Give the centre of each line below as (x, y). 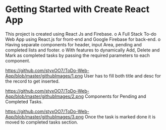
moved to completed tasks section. (42, 122)
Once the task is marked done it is (120, 116)
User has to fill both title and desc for (123, 76)
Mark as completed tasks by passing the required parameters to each (77, 55)
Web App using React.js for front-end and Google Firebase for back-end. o (83, 39)
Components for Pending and (116, 96)
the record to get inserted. (33, 81)
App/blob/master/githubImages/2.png (45, 96)
